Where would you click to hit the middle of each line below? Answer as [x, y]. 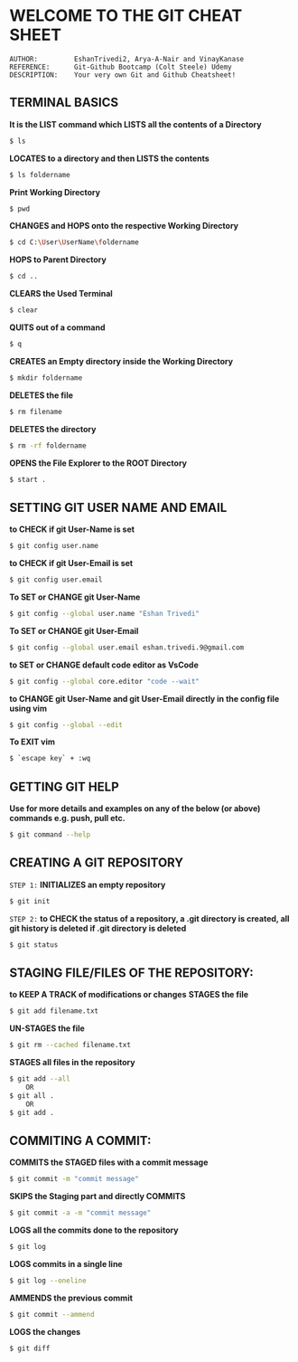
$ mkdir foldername [46, 378]
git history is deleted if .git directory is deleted [98, 928]
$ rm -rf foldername [48, 445]
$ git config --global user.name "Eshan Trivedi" [105, 613]
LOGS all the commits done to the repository [94, 1230]
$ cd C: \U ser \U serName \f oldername [74, 242]
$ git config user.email [56, 580]
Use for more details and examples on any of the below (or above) [135, 809]
